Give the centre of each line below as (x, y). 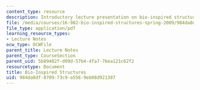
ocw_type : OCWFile (29, 45)
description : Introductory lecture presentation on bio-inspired (89, 17)
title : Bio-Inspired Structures (46, 72)
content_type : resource (36, 12)
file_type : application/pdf (41, 28)
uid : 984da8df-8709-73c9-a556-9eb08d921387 (61, 78)
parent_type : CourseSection (41, 56)
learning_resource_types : (38, 34)
